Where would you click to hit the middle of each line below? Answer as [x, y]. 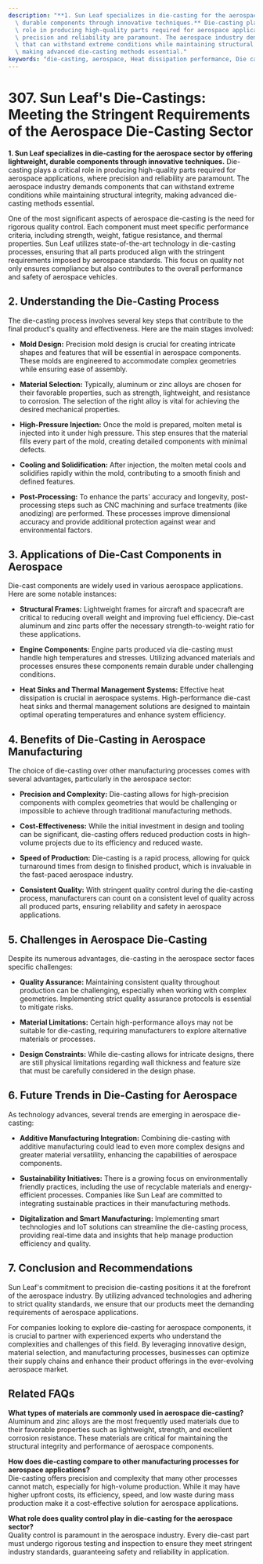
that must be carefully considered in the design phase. [107, 1071]
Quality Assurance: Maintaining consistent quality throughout [120, 982]
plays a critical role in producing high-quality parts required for [135, 170]
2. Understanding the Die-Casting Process [113, 302]
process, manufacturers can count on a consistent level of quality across [137, 898]
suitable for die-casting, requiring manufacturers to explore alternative [133, 1031]
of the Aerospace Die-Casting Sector [131, 132]
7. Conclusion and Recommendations [101, 1268]
